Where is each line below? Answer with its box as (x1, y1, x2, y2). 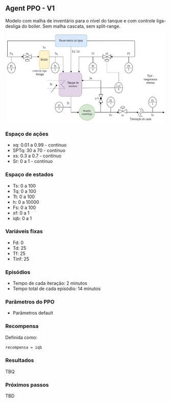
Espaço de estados (5, 171, 54, 178)
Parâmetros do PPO (5, 298, 55, 305)
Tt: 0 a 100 (12, 194, 35, 200)
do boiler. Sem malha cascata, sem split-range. (21, 23, 121, 29)
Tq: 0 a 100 (12, 188, 37, 194)
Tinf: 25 (12, 255, 30, 262)
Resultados (5, 357, 34, 364)
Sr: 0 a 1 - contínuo (12, 158, 53, 164)
